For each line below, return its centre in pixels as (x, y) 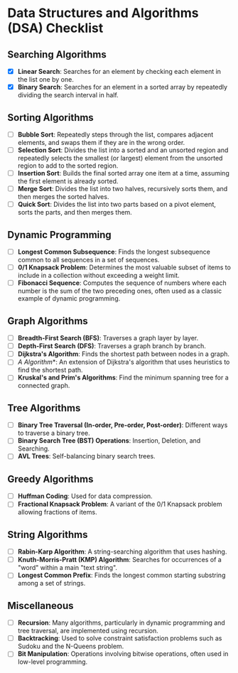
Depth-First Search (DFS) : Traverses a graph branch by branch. (112, 346)
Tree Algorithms (44, 408)
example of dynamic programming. (69, 298)
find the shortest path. (50, 370)
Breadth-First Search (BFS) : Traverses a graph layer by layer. (108, 338)
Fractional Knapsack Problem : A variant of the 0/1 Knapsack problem (120, 504)
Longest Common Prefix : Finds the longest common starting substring (121, 575)
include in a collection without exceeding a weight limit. (98, 276)
